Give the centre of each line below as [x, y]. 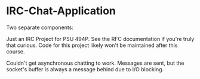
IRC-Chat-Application [61, 11]
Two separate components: [40, 27]
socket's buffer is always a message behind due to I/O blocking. [85, 69]
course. [16, 51]
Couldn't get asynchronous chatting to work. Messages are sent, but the [95, 63]
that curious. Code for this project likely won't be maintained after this [92, 45]
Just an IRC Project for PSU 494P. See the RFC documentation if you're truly [100, 39]
